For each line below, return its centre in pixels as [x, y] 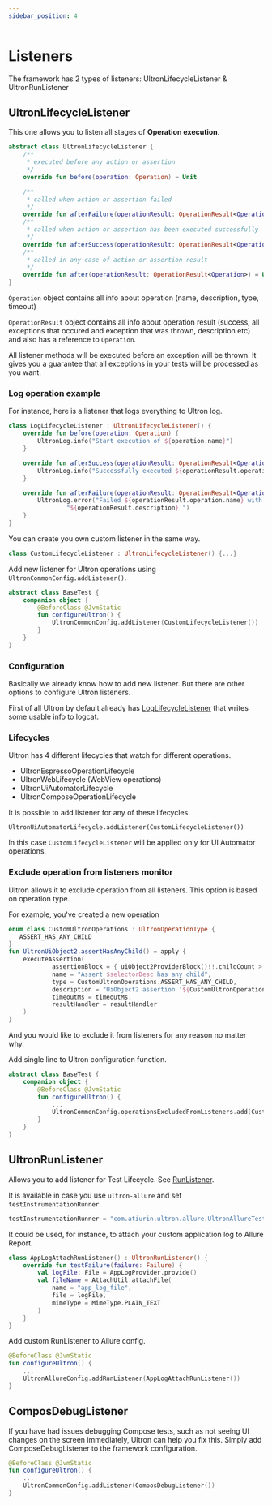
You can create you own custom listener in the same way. [104, 538]
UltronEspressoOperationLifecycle [77, 771]
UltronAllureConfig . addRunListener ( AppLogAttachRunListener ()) [132, 1378]
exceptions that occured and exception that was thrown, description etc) [130, 331]
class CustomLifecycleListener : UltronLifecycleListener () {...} [123, 553]
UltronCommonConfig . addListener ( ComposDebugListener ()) [119, 1486]
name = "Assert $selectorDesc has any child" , [132, 974]
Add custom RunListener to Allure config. [77, 1341]
